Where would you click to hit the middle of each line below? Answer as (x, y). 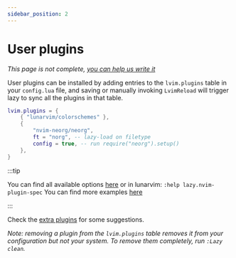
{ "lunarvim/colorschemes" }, (65, 117)
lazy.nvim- (199, 185)
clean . (16, 248)
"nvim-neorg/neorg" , (63, 131)
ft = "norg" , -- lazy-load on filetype (92, 137)
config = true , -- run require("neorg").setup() (106, 144)
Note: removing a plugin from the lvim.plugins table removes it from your (116, 233)
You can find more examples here (93, 192)
